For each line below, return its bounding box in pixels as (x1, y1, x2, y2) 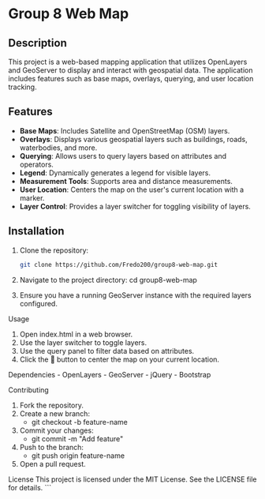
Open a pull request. (19, 459, 87, 468)
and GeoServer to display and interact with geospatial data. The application (8, 66, 254, 75)
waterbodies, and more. (19, 143, 98, 152)
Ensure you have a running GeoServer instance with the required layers (19, 290, 252, 300)
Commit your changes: (19, 426, 94, 435)
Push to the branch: (19, 442, 84, 452)
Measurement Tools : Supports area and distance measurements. (19, 176, 233, 186)
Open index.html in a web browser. (19, 329, 133, 339)
